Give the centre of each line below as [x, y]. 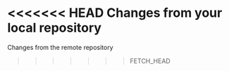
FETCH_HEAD [150, 60]
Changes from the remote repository [61, 47]
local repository [55, 28]
